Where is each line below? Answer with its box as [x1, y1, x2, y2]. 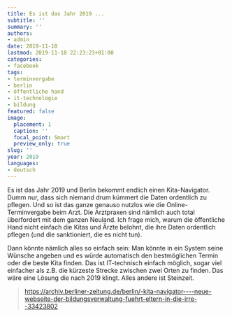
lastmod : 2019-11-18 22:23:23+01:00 [7, 50, 114, 57]
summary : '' [7, 23, 42, 30]
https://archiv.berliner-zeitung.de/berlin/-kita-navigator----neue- [24, 287, 212, 295]
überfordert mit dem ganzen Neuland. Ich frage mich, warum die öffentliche [7, 215, 226, 224]
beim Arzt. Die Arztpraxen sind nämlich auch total [52, 208, 196, 216]
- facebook [7, 62, 39, 69]
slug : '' [7, 147, 33, 154]
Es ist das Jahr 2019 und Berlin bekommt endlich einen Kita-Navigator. [7, 185, 210, 194]
